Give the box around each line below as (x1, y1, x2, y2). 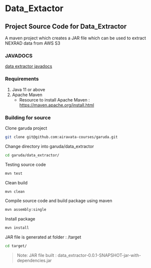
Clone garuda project (5, 125, 47, 131)
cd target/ (5, 244, 27, 249)
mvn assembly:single (5, 207, 47, 212)
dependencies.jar (16, 258, 52, 264)
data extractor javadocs (5, 64, 52, 69)
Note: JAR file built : (16, 252, 57, 258)
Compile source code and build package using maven (5, 198, 112, 204)
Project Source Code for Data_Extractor (5, 22, 127, 31)
